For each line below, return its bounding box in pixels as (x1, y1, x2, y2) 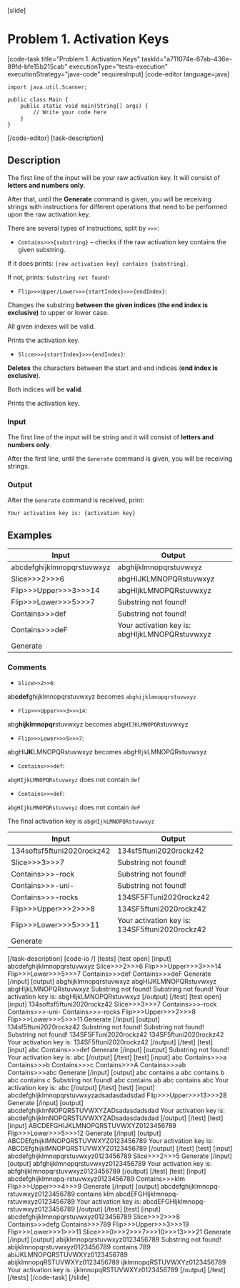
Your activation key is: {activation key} (7, 510, 136, 517)
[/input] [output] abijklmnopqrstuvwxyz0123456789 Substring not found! (7, 1235, 222, 1244)
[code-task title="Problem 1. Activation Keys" (7, 54, 141, 63)
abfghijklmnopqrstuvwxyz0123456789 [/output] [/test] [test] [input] (7, 1167, 206, 1176)
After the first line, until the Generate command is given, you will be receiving (7, 454, 233, 463)
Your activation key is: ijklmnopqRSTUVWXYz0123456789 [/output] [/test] (7, 1266, 226, 1274)
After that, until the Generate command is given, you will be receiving (7, 194, 212, 203)
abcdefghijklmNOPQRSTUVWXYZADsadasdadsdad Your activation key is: (7, 1107, 225, 1115)
